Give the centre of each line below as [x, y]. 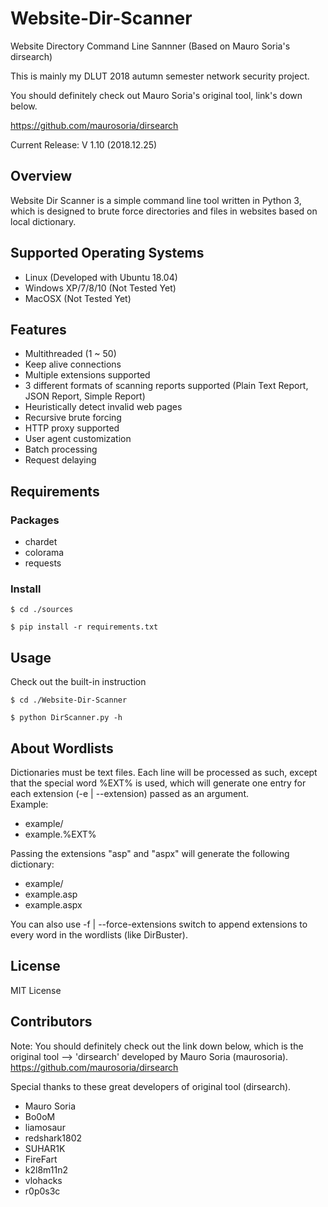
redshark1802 [53, 1138]
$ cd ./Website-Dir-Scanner [69, 700]
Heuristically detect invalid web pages [103, 407]
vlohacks [43, 1180]
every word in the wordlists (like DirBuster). [99, 934]
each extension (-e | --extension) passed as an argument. [130, 793]
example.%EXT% [60, 834]
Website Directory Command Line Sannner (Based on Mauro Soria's [150, 46]
